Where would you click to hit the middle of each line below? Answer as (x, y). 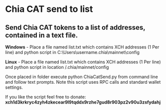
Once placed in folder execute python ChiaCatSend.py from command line (82, 77)
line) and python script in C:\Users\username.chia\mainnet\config (72, 52)
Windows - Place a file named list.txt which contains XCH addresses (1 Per (82, 47)
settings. (14, 87)
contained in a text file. (42, 35)
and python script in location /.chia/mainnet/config (57, 67)
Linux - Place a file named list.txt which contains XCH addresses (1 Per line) (83, 62)
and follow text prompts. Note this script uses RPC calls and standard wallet (83, 82)
